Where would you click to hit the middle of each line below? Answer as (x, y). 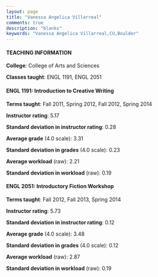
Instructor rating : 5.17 (33, 115)
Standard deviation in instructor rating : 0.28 (61, 127)
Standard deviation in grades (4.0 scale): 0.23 (63, 150)
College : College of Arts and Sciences (53, 66)
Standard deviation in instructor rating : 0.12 (60, 222)
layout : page (22, 12)
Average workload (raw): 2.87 (43, 257)
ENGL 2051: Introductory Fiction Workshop (60, 186)
